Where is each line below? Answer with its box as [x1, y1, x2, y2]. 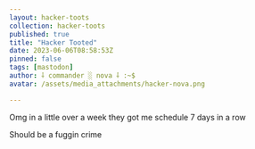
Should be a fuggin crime [9, 128, 103, 139]
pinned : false [9, 54, 62, 63]
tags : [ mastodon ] [9, 63, 74, 72]
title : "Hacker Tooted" [9, 37, 98, 47]
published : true [9, 29, 70, 38]
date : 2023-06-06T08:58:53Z [9, 46, 114, 55]
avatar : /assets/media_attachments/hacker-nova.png [9, 79, 205, 88]
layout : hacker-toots [9, 12, 90, 22]
